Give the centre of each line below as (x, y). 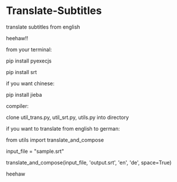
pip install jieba (24, 94)
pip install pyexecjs (29, 61)
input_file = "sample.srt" (35, 151)
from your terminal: (29, 49)
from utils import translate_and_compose (55, 140)
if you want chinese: (30, 83)
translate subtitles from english (43, 27)
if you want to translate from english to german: (63, 128)
